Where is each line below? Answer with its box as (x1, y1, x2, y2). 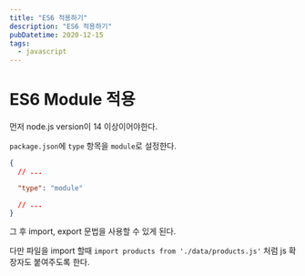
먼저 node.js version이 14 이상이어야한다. (9, 121, 158, 132)
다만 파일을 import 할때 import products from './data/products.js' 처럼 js (9, 245, 287, 256)
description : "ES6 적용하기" (9, 22, 112, 31)
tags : (9, 38, 30, 48)
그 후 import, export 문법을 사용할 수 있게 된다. (9, 226, 177, 237)
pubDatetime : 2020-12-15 (9, 30, 104, 39)
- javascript (17, 47, 67, 56)
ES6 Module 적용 (9, 89, 136, 110)
